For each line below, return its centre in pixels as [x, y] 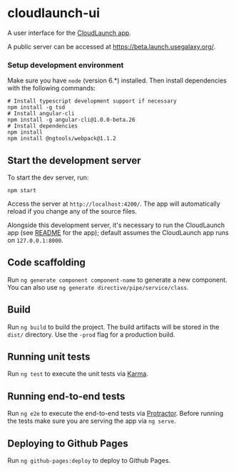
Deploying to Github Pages [68, 443]
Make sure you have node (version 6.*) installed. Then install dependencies [117, 80]
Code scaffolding [46, 262]
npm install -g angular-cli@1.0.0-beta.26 [71, 120]
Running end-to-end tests [66, 396]
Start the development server [74, 161]
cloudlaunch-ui [54, 13]
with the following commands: [52, 88]
